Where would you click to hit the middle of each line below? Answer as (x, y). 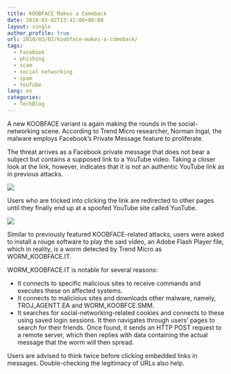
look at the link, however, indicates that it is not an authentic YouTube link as (116, 167)
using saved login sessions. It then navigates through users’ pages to (116, 320)
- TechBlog (29, 104)
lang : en (20, 91)
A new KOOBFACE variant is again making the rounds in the (92, 124)
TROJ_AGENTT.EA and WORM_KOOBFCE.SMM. (86, 305)
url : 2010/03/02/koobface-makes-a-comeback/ (72, 40)
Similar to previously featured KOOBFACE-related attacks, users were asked (115, 234)
